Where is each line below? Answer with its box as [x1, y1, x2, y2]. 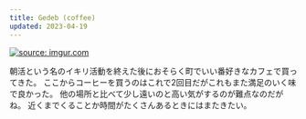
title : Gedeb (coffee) [9, 13, 96, 23]
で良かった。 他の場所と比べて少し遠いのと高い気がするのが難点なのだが [9, 88, 284, 99]
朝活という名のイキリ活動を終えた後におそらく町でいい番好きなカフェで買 [9, 65, 290, 76]
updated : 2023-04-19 [9, 22, 89, 31]
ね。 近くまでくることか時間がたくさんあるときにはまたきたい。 [9, 99, 252, 110]
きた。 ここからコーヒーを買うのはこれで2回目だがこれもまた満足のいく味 [16, 76, 297, 87]
